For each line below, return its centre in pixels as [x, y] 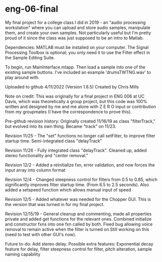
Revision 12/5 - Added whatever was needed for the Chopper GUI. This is [78, 199]
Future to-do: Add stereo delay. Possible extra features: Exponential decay [79, 244]
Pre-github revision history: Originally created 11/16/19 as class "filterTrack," [80, 121]
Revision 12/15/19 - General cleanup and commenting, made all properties [78, 214]
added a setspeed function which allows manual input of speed [68, 190]
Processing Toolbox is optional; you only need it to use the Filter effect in [78, 52]
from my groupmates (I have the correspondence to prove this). [68, 112]
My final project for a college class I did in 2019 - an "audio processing [75, 22]
